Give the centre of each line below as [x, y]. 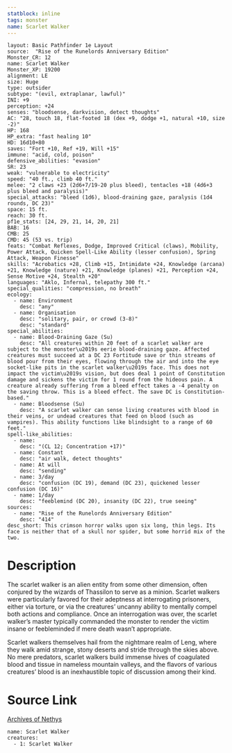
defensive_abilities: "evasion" [54, 161]
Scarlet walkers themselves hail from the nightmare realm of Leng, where [112, 643]
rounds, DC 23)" [31, 204]
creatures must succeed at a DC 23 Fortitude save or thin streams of [111, 356]
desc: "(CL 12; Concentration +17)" [73, 447]
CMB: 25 [18, 234]
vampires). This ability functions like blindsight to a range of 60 [110, 422]
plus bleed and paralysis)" [48, 192]
